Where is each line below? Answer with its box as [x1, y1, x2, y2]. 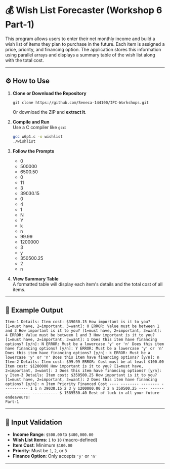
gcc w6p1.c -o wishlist [12, 134, 63, 139]
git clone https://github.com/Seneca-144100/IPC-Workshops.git [12, 100, 149, 105]
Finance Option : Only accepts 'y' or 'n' [12, 453, 98, 459]
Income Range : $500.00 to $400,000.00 [12, 431, 94, 437]
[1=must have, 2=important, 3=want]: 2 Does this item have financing [5, 377, 157, 382]
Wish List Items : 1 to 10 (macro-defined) [12, 437, 98, 443]
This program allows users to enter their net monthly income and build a [5, 36, 155, 42]
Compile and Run [12, 118, 50, 125]
